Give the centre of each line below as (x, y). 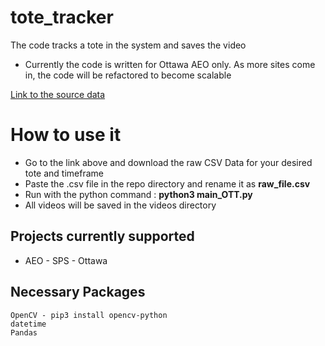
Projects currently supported (102, 236)
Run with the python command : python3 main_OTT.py (138, 194)
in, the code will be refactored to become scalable (128, 75)
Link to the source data (58, 94)
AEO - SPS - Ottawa (66, 260)
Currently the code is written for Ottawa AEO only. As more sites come (170, 64)
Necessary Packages (78, 292)
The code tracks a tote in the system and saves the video (128, 45)
